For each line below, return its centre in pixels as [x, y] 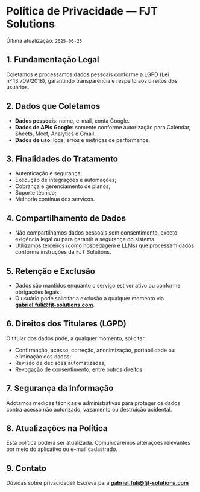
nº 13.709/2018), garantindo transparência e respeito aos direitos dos [92, 80]
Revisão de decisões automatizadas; [61, 363]
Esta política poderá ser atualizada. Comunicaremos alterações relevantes [98, 443]
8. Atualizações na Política [57, 428]
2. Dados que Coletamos [53, 106]
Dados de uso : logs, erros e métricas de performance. [83, 140]
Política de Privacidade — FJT [82, 11]
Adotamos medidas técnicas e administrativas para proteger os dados [93, 403]
